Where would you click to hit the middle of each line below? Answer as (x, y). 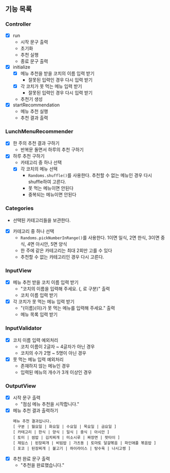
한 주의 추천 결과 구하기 (36, 143)
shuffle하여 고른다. (47, 182)
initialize (22, 67)
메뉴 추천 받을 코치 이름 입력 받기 (45, 282)
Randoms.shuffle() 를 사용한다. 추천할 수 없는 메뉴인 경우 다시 (90, 175)
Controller (18, 24)
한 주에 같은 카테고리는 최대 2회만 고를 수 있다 (66, 250)
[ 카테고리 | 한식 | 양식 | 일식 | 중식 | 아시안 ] (61, 432)
